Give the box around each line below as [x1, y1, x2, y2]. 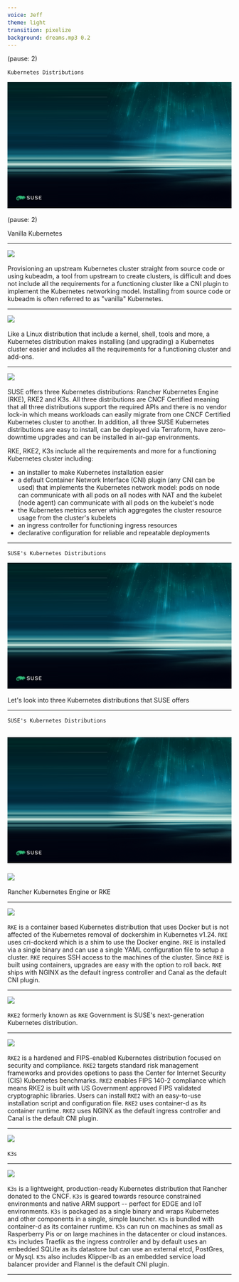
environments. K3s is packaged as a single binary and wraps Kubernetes [7, 1207, 219, 1215]
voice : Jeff [7, 11, 43, 19]
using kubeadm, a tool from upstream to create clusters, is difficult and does [7, 271, 231, 280]
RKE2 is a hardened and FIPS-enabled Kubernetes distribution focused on [7, 1054, 222, 1062]
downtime [7, 433, 37, 441]
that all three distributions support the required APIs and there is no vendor [7, 402, 227, 411]
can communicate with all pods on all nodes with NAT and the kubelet [17, 490, 223, 499]
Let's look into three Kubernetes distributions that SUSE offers [7, 696, 190, 705]
